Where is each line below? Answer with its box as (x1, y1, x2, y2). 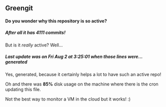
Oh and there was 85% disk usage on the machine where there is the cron (5, 81, 158, 87)
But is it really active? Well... (5, 42, 63, 48)
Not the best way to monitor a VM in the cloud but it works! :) (5, 96, 131, 102)
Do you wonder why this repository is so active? (5, 17, 107, 24)
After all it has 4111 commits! (5, 29, 66, 35)
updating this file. (5, 86, 41, 92)
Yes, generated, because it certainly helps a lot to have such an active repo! (5, 71, 161, 77)
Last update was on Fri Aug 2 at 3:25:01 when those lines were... (5, 53, 143, 59)
